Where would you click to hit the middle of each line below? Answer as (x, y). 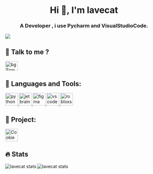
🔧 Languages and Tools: (43, 84)
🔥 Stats (17, 154)
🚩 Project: (21, 119)
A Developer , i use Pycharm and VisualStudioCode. (84, 26)
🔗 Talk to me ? (27, 52)
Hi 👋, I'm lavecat (84, 10)
